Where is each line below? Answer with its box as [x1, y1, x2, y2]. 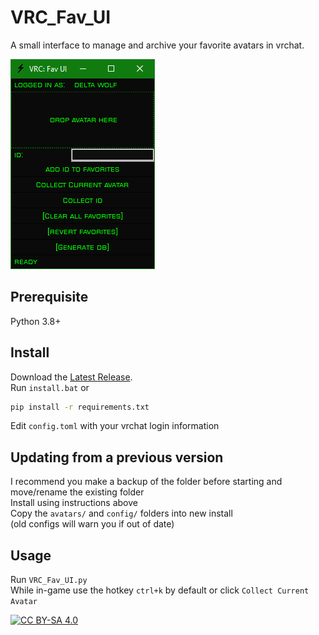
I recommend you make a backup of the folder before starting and [10, 476, 283, 488]
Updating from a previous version [10, 449, 224, 466]
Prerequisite [10, 289, 89, 306]
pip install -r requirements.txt [10, 402, 150, 412]
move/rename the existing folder [10, 486, 145, 498]
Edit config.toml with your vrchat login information [10, 420, 220, 432]
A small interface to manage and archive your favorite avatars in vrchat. [10, 39, 305, 51]
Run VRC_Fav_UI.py [10, 574, 88, 586]
